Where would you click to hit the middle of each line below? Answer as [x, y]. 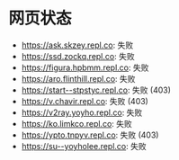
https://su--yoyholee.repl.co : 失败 [84, 146]
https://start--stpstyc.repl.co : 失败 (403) [96, 90]
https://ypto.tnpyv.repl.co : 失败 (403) [90, 135]
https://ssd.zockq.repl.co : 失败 [78, 56]
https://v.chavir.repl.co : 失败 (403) [85, 101]
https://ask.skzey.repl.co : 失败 [77, 45]
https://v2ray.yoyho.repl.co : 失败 [82, 112]
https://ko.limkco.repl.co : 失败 [76, 123]
